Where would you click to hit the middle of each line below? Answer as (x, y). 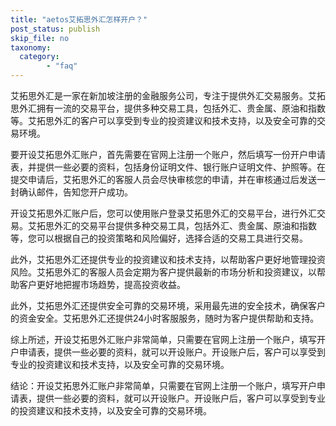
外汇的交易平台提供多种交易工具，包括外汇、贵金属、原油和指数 (185, 225)
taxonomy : (31, 47)
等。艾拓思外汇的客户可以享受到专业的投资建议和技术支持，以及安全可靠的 (163, 120)
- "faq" (62, 66)
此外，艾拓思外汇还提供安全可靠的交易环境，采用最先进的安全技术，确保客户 (168, 305)
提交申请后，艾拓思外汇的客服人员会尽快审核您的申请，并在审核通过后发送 (163, 179)
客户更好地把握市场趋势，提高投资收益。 (102, 284)
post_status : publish (55, 29)
